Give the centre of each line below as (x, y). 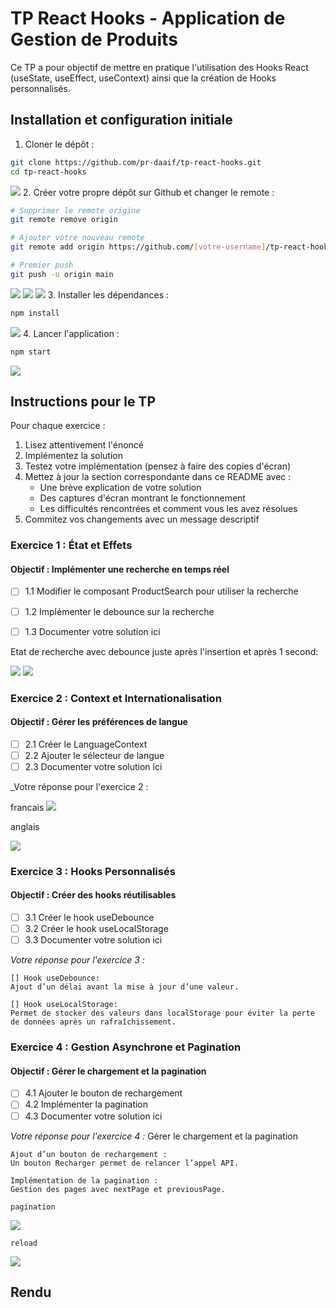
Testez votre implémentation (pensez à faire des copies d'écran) (158, 466)
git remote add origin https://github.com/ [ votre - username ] (138, 247)
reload (24, 1243)
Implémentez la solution (73, 456)
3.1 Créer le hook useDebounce (89, 918)
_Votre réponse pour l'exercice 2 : (79, 786)
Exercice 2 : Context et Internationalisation (116, 698)
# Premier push (42, 265)
